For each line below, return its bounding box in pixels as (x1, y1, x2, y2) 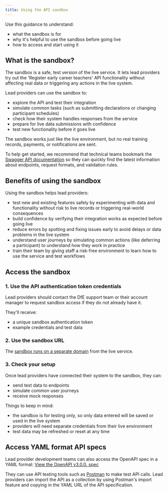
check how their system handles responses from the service (12, 116, 138, 122)
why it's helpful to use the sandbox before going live (12, 36, 121, 42)
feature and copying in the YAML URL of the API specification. (5, 482, 134, 488)
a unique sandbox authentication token (12, 319, 93, 325)
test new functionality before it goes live (12, 126, 96, 132)
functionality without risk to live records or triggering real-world (12, 205, 144, 211)
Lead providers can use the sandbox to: (5, 90, 88, 96)
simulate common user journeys (12, 387, 79, 393)
